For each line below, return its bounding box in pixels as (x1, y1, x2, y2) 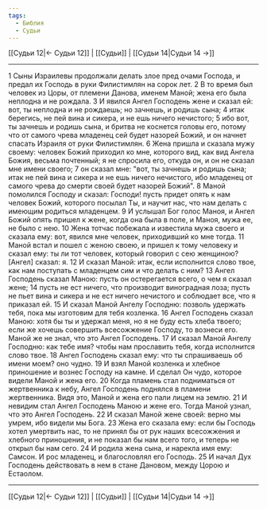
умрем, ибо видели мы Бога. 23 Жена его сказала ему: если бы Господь (8, 418, 256, 428)
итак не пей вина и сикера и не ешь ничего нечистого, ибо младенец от (8, 173, 253, 182)
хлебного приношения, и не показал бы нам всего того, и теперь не (8, 435, 240, 444)
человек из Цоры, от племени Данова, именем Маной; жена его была (8, 88, 247, 98)
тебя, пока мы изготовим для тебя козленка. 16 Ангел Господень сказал (8, 308, 253, 318)
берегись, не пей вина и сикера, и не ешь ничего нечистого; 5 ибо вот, (8, 113, 250, 123)
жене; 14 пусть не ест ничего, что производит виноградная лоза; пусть (8, 283, 250, 292)
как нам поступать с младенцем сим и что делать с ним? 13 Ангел (8, 266, 235, 276)
